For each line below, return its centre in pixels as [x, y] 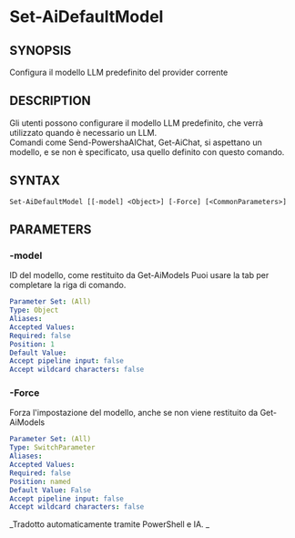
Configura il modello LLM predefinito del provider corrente [119, 72]
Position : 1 [32, 344]
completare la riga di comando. [68, 285]
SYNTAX [35, 181]
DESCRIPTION [50, 101]
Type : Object [34, 310]
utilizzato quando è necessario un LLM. [83, 132]
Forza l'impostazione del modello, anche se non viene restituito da [134, 413]
